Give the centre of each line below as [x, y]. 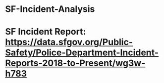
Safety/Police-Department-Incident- [82, 53]
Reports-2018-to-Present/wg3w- [75, 63]
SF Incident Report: [46, 32]
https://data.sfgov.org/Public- [69, 42]
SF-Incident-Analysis [50, 9]
